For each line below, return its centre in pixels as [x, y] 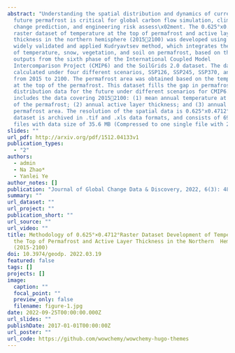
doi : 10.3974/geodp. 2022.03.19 [54, 254]
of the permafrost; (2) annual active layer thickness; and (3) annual [120, 105]
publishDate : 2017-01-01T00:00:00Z [59, 326]
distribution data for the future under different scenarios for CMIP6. [122, 92]
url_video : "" [28, 228]
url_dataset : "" [31, 202]
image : [17, 280]
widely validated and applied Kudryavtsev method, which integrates [115, 46]
